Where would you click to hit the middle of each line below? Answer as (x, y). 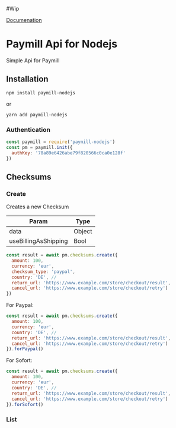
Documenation (24, 20)
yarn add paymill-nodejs (37, 115)
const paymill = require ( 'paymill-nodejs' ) (61, 142)
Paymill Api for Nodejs (62, 44)
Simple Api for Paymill (33, 60)
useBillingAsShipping (39, 241)
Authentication (28, 129)
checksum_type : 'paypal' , (44, 272)
